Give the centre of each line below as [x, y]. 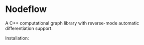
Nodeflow [26, 9]
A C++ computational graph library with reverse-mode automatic [72, 23]
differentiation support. [29, 28]
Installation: [17, 38]
